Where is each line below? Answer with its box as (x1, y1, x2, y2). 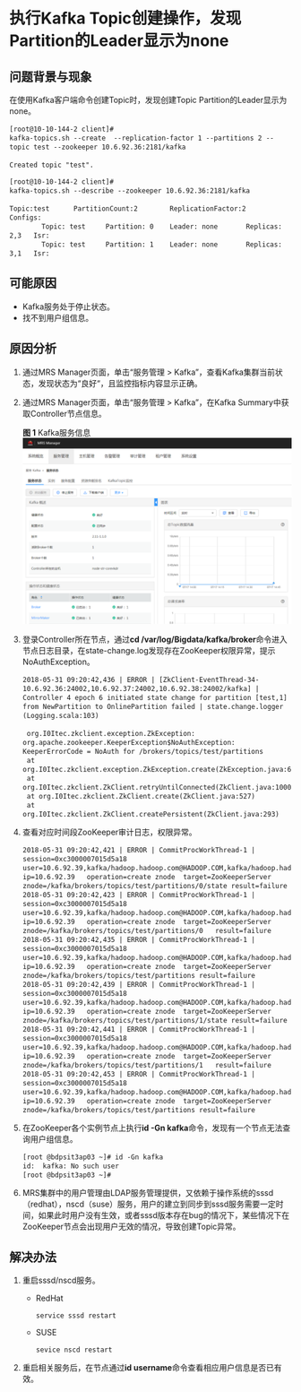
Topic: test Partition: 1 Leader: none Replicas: (41, 240, 282, 249)
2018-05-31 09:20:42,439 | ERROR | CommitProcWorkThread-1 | (21, 980, 256, 989)
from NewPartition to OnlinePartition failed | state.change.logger (21, 702, 284, 711)
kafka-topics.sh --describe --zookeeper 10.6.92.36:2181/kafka (9, 186, 251, 195)
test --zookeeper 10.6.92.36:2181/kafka (32, 143, 186, 151)
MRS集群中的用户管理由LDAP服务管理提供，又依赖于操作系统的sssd (21, 1187, 274, 1197)
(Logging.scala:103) (21, 711, 99, 720)
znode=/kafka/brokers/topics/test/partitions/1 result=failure (21, 1060, 271, 1069)
